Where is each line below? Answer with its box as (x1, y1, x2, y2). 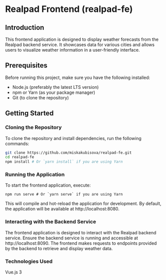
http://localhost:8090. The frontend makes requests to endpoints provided (5, 240, 157, 246)
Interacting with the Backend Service (5, 218, 97, 225)
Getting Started (5, 109, 54, 118)
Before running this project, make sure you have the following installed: (5, 74, 150, 80)
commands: (5, 140, 30, 146)
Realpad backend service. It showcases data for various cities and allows (5, 42, 155, 48)
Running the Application (5, 171, 65, 178)
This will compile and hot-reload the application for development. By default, (5, 201, 162, 207)
